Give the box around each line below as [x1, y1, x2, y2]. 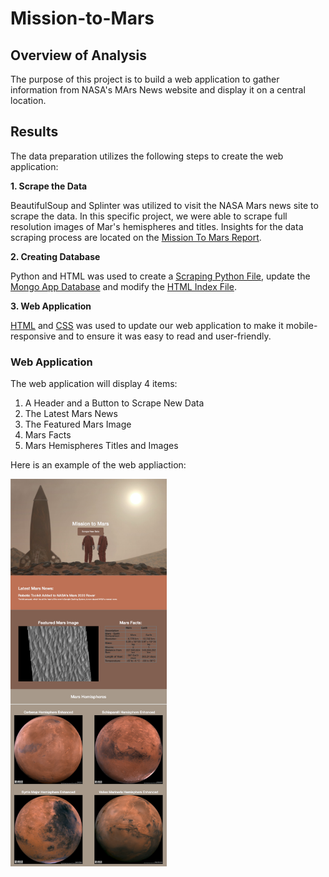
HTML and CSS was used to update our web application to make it [10, 319, 284, 331]
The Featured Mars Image [24, 418, 132, 431]
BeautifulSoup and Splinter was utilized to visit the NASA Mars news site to [10, 199, 319, 211]
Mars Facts [24, 429, 72, 441]
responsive [10, 330, 57, 342]
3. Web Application [10, 300, 92, 312]
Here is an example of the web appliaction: [10, 459, 187, 471]
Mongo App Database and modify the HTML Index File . [10, 280, 237, 292]
